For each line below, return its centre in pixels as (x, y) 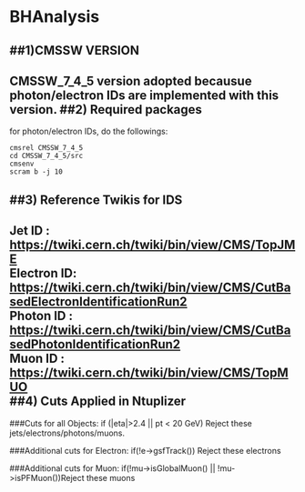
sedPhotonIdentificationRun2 (95, 344)
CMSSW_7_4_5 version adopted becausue (131, 80)
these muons (111, 477)
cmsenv (22, 164)
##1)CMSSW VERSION (74, 50)
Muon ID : (37, 359)
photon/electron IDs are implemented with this (144, 95)
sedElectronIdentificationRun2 (99, 302)
